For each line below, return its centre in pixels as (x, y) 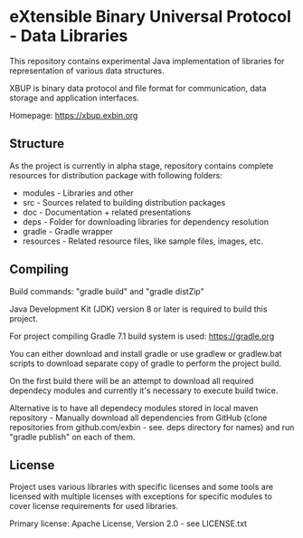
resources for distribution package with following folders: (116, 175)
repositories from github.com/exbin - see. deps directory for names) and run (152, 427)
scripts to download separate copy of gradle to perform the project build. (146, 363)
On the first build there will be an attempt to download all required (132, 380)
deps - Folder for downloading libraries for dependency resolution (146, 221)
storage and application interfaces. (75, 98)
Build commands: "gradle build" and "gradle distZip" (107, 291)
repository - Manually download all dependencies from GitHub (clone (138, 418)
